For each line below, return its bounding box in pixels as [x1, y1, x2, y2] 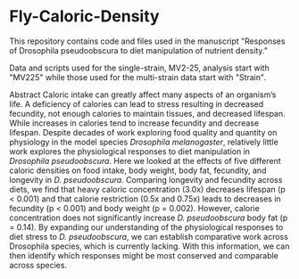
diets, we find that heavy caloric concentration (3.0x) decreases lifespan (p [9, 184, 286, 194]
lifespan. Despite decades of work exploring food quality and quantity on [9, 127, 278, 137]
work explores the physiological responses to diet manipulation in [9, 145, 251, 157]
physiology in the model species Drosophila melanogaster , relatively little [9, 136, 278, 147]
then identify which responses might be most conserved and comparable [9, 250, 279, 260]
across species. [9, 259, 68, 270]
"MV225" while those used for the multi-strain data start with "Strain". [9, 71, 266, 82]
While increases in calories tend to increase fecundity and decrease [9, 118, 260, 128]
